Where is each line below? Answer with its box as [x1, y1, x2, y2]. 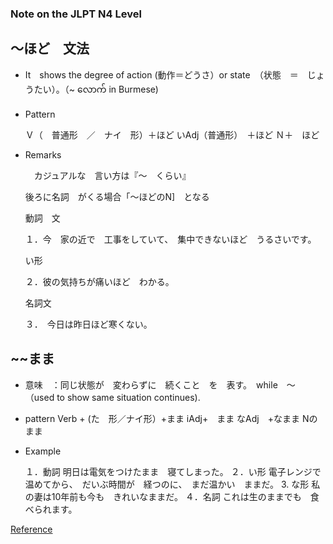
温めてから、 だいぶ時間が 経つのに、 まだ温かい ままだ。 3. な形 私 [24, 478, 321, 490]
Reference [10, 523, 53, 535]
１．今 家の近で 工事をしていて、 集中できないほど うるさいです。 [24, 233, 317, 245]
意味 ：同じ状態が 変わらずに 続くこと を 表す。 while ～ [24, 378, 296, 391]
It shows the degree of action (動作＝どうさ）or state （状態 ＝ [24, 68, 299, 81]
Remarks [24, 148, 62, 161]
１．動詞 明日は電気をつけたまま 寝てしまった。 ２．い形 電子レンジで [24, 465, 322, 477]
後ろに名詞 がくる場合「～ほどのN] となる [24, 190, 210, 202]
